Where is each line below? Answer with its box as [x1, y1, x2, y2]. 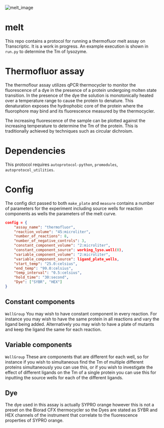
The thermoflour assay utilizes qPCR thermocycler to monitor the [5, 82, 136, 88]
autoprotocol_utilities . [5, 167, 55, 172]
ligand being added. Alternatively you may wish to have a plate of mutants [5, 321, 154, 327]
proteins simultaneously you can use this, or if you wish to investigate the [5, 364, 153, 370]
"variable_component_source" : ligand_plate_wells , [14, 257, 119, 261]
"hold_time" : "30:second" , [14, 275, 69, 280]
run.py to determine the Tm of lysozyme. [5, 48, 88, 54]
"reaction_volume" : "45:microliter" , [14, 229, 91, 234]
